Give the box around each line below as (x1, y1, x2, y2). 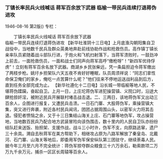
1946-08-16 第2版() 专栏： (5, 23, 58, 30)
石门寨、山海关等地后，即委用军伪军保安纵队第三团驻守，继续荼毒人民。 (13, 137, 158, 143)
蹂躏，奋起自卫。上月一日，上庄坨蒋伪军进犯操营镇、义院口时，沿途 (17, 88, 154, 94)
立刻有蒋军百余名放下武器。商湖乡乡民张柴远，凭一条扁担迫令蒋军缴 (15, 64, 152, 70)
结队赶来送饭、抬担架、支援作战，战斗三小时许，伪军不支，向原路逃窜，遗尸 (5, 125, 158, 130)
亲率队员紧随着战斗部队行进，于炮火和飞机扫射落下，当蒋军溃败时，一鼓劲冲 (5, 52, 158, 58)
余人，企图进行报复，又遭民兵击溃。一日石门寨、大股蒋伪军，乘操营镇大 (9, 100, 154, 106)
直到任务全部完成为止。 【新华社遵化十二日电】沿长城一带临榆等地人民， (5, 82, 151, 88)
